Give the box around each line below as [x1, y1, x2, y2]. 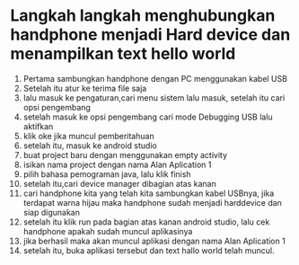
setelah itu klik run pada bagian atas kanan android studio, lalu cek [22, 216, 270, 227]
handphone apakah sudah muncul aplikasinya [22, 225, 193, 236]
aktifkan [22, 120, 54, 131]
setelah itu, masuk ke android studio [22, 140, 158, 151]
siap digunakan [22, 207, 80, 217]
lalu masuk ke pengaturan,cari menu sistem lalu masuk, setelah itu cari [22, 92, 286, 103]
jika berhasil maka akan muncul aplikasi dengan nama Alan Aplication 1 [22, 235, 286, 246]
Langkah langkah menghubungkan [10, 5, 276, 26]
